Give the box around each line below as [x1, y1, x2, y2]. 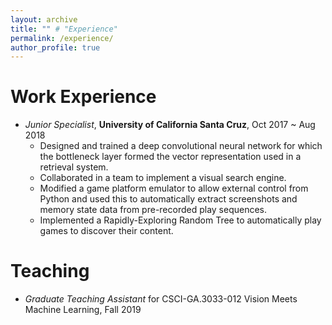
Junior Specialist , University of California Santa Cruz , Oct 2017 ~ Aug [24, 119, 316, 131]
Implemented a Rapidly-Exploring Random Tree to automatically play [39, 214, 322, 226]
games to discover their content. [39, 225, 174, 237]
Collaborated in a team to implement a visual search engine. [39, 172, 287, 184]
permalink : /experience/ [10, 33, 114, 43]
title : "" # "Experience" [10, 24, 118, 34]
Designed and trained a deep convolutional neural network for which [39, 140, 323, 152]
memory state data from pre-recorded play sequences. [39, 204, 268, 216]
